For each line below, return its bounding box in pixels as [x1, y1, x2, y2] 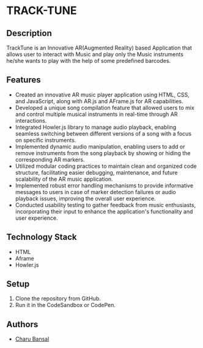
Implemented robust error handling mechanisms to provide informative [15, 181, 194, 189]
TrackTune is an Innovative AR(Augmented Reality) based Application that [6, 44, 193, 51]
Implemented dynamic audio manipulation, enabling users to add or [15, 143, 185, 150]
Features [6, 74, 41, 85]
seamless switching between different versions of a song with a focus [15, 129, 191, 137]
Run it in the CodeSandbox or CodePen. [15, 302, 116, 309]
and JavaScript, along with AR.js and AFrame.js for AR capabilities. [15, 97, 183, 104]
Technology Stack [6, 232, 77, 242]
